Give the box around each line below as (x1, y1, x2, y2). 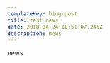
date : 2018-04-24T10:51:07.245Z (7, 23, 103, 30)
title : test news (7, 17, 59, 24)
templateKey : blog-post (7, 10, 78, 17)
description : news (7, 29, 62, 37)
